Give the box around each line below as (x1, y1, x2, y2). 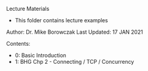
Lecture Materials (6, 5, 50, 12)
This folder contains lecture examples (14, 17, 108, 23)
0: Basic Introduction (14, 52, 67, 59)
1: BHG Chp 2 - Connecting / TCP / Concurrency (14, 58, 134, 65)
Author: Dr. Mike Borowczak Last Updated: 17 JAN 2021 (6, 28, 143, 35)
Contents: (6, 40, 31, 47)
